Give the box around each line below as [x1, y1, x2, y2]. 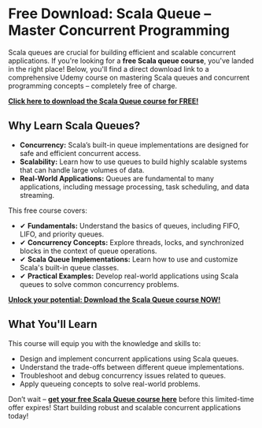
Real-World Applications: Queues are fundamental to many [19, 173, 215, 183]
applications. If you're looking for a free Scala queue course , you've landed [8, 56, 254, 65]
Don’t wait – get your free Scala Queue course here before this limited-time [8, 394, 254, 404]
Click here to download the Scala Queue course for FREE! [8, 96, 199, 106]
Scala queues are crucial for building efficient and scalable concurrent [8, 47, 236, 57]
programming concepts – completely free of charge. [8, 80, 178, 91]
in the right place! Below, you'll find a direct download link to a [8, 64, 209, 73]
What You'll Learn [8, 318, 98, 331]
